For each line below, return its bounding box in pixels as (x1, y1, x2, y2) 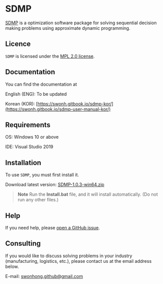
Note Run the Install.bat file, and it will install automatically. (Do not (17, 191, 158, 197)
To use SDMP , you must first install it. (5, 172, 79, 178)
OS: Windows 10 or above (5, 134, 59, 140)
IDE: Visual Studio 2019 (5, 144, 54, 150)
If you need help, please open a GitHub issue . (5, 225, 100, 231)
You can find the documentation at (5, 81, 77, 87)
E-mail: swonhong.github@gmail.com (5, 273, 83, 279)
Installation (5, 158, 41, 167)
